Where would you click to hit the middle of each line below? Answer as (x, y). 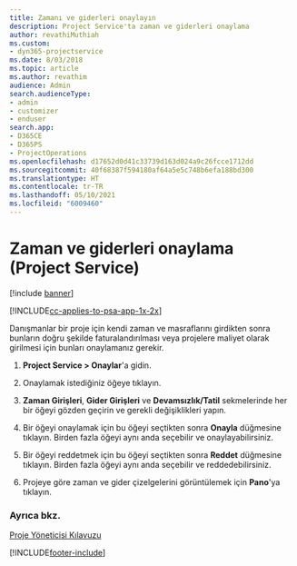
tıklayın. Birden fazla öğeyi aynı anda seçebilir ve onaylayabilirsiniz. (148, 437)
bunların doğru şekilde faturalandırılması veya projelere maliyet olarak (139, 338)
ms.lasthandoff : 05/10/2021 (63, 195)
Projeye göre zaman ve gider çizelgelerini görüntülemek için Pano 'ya (151, 482)
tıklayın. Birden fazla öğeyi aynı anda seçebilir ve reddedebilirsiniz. (147, 464)
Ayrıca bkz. (35, 515)
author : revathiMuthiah (54, 35)
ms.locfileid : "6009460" (56, 204)
